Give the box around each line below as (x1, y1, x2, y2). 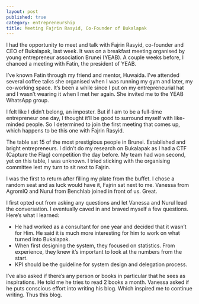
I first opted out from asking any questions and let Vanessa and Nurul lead (6, 199, 187, 206)
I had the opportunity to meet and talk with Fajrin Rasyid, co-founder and (6, 41, 184, 48)
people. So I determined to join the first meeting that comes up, (25, 121, 181, 128)
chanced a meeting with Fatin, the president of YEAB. (6, 60, 137, 67)
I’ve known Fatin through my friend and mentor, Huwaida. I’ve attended (6, 72, 179, 79)
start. (14, 255, 28, 262)
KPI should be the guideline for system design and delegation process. (14, 261, 188, 268)
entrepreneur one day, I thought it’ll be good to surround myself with (6, 115, 173, 122)
